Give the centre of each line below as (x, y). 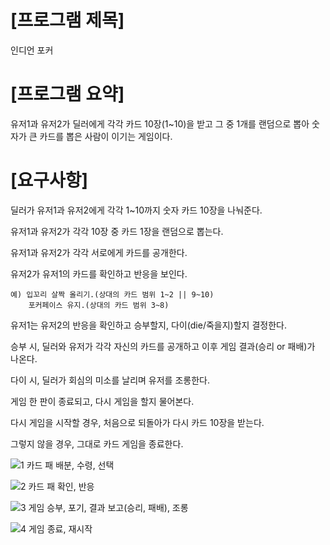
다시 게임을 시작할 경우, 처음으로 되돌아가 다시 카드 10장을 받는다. (137, 422)
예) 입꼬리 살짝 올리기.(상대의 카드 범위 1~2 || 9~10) (112, 294)
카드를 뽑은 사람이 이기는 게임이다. (106, 136)
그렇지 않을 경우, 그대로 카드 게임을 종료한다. (97, 443)
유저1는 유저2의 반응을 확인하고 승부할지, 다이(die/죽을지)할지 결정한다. (148, 325)
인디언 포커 (32, 50)
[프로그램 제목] (67, 20)
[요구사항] (49, 180)
